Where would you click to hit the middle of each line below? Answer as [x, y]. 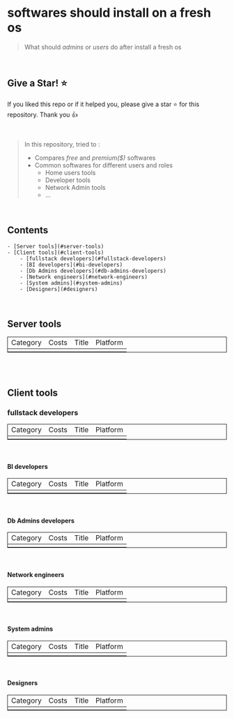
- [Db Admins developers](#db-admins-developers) [93, 271]
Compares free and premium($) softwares [95, 158]
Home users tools [70, 172]
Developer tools [68, 180]
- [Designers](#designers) [59, 289]
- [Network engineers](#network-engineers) [84, 277]
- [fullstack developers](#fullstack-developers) [93, 259]
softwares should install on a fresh [109, 13]
